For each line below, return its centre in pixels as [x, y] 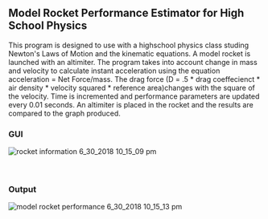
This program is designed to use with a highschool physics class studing [129, 45]
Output [23, 189]
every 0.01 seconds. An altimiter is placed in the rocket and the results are [131, 104]
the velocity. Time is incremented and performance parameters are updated [134, 96]
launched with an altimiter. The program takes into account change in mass [133, 62]
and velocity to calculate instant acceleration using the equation [114, 71]
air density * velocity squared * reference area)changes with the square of [132, 87]
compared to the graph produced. [64, 113]
